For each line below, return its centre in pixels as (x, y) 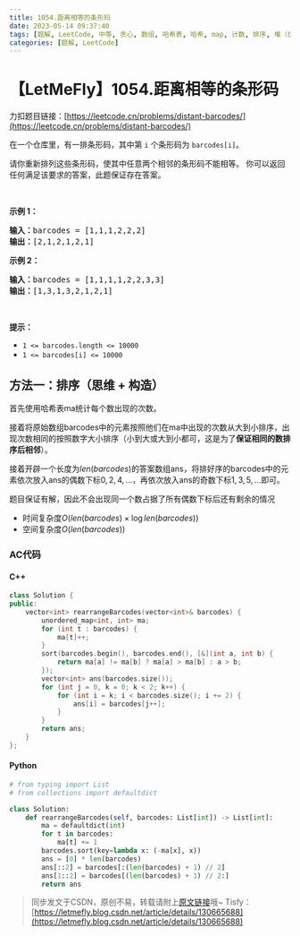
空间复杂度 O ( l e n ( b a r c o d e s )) (74, 529)
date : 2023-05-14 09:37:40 (59, 26)
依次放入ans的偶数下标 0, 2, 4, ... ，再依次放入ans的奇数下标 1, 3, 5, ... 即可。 (150, 480)
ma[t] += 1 (77, 843)
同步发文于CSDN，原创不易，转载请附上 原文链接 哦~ (127, 902)
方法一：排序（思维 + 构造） (87, 385)
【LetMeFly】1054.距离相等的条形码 (144, 90)
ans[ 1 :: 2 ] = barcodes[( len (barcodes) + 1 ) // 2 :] (135, 876)
